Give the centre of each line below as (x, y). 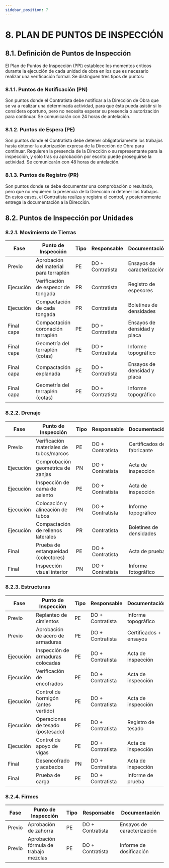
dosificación (135, 852)
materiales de (52, 447)
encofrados (50, 683)
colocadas (48, 663)
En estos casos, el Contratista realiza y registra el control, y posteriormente (83, 197)
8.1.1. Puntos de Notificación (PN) (47, 89)
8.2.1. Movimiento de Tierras (41, 232)
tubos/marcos (52, 453)
